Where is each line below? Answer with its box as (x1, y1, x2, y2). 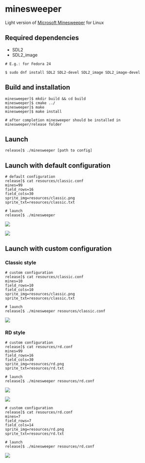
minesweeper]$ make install (5, 109, 62, 114)
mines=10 (5, 279, 23, 284)
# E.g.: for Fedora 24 (5, 61, 51, 66)
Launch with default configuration (5, 161, 111, 170)
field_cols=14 (5, 423, 34, 428)
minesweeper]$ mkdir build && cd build (5, 96, 86, 101)
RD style (5, 329, 26, 336)
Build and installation (5, 83, 71, 91)
